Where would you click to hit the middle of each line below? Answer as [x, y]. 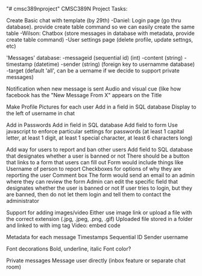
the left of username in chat [41, 113]
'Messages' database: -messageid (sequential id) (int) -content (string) [94, 58]
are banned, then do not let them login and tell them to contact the [89, 194]
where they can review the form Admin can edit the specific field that [92, 181]
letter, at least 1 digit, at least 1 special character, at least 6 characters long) [99, 138]
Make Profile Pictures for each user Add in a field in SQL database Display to [101, 107]
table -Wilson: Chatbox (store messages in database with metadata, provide [100, 33]
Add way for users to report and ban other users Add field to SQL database [99, 149]
